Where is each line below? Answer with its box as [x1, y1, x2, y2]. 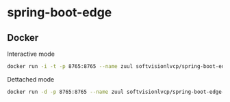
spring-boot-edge [7, 5, 112, 20]
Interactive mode [7, 50, 55, 58]
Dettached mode [7, 75, 55, 83]
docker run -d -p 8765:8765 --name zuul [7, 88, 125, 95]
